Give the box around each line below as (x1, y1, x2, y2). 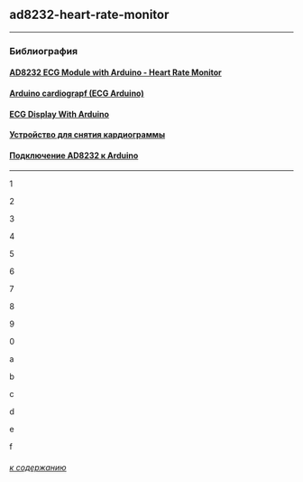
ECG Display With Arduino (9, 109, 110, 119)
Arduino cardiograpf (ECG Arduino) (9, 88, 144, 99)
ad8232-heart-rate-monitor (9, 7, 170, 23)
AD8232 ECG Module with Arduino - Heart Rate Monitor (9, 67, 223, 78)
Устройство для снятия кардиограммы (9, 129, 165, 140)
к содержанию (9, 461, 67, 473)
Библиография (9, 44, 78, 57)
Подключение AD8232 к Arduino (9, 149, 139, 161)
